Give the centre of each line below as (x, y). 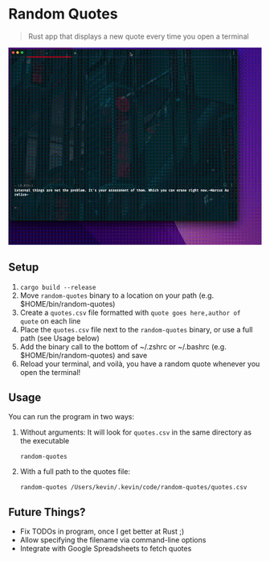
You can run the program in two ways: (72, 417)
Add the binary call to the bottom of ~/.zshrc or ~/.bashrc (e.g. (123, 346)
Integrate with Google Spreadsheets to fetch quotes (106, 549)
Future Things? (47, 512)
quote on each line (50, 321)
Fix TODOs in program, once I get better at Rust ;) (102, 531)
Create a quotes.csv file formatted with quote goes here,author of (130, 312)
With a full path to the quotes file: (75, 472)
